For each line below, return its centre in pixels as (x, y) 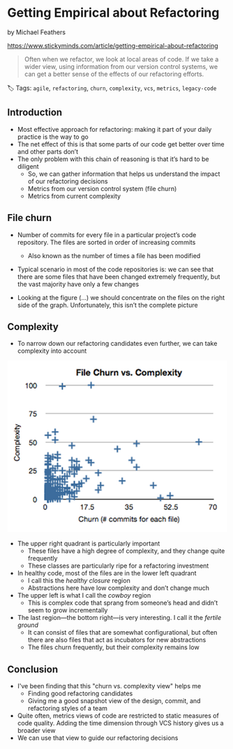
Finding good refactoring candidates (80, 694)
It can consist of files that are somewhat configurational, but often (122, 633)
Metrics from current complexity (74, 196)
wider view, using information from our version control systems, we (121, 66)
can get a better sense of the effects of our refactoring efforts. (114, 74)
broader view (36, 731)
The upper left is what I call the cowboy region (84, 596)
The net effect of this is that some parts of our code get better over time (121, 144)
